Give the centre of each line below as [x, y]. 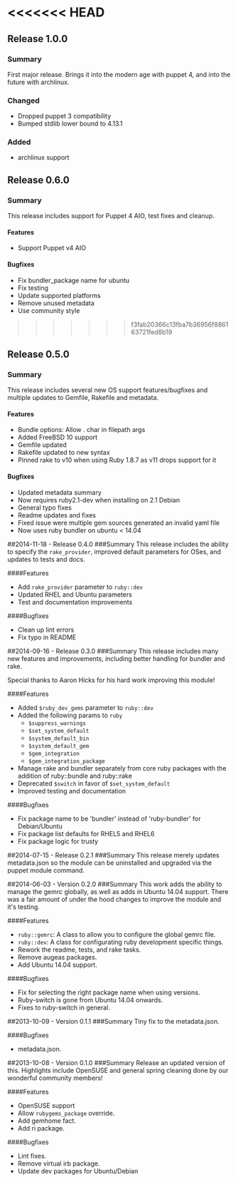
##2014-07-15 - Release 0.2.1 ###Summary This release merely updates [114, 855]
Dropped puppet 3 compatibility [64, 116]
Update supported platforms [59, 295]
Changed [24, 101]
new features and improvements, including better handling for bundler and [116, 658]
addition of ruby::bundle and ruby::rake [75, 776]
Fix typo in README [47, 637]
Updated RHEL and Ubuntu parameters [75, 594]
